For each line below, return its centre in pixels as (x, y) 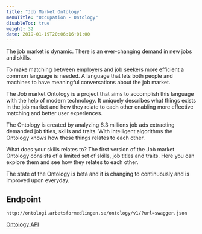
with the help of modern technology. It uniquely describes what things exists (101, 101)
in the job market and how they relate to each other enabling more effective (100, 107)
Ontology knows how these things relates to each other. (76, 138)
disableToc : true (28, 23)
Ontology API (23, 224)
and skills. (19, 58)
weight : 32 (20, 29)
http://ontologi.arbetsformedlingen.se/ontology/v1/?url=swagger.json (97, 213)
